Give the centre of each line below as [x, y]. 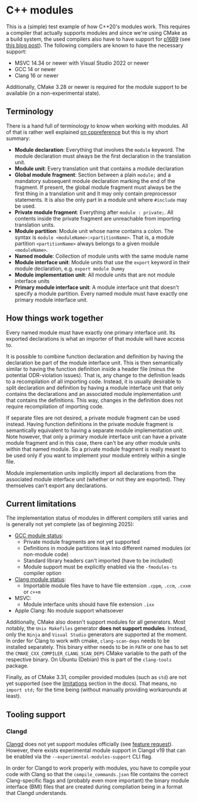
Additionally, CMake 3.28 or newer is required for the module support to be [97, 86]
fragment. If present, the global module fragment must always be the [98, 187]
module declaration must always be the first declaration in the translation [103, 156]
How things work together [55, 318]
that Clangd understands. [37, 793]
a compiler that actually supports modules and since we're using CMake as [97, 32]
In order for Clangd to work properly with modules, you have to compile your [98, 768]
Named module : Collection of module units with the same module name [101, 256]
